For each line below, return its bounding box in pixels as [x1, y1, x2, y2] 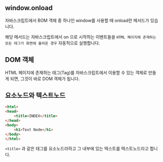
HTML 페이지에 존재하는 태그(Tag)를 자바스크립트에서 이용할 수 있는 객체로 [5, 69, 147, 75]
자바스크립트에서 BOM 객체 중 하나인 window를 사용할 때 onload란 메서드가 [5, 17, 149, 23]
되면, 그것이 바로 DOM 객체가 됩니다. [10, 76, 80, 81]
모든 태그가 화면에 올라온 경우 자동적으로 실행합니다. [5, 40, 100, 46]
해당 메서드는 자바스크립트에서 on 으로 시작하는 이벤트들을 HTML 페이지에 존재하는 [5, 34, 157, 40]
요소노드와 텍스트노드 [5, 91, 66, 100]
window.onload [5, 4, 53, 12]
